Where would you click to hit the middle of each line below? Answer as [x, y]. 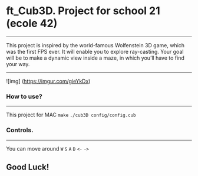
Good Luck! [28, 167]
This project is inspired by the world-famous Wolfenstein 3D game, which [95, 45]
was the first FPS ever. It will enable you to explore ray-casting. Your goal [95, 51]
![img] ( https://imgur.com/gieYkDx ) [48, 81]
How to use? [24, 96]
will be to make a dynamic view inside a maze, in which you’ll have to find [95, 58]
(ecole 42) [32, 23]
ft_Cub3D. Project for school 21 [83, 11]
